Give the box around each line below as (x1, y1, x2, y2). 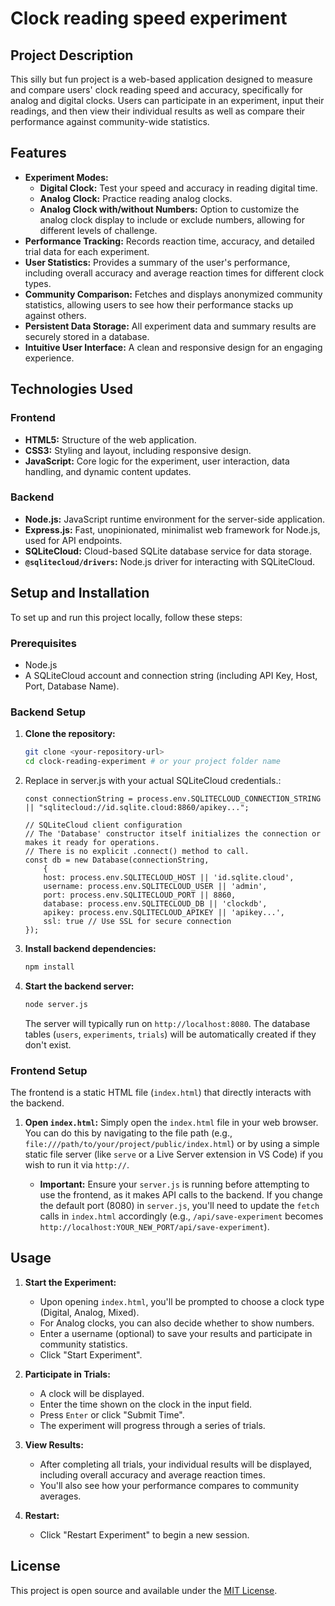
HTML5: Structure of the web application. (24, 433, 197, 446)
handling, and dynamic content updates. (24, 465, 192, 477)
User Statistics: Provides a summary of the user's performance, (24, 256, 291, 268)
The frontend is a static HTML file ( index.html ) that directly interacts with (10, 1087, 312, 1098)
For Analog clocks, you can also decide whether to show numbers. (39, 1317, 315, 1329)
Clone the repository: (24, 728, 116, 740)
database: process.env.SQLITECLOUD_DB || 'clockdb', (43, 898, 268, 909)
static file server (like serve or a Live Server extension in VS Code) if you (24, 1148, 323, 1160)
